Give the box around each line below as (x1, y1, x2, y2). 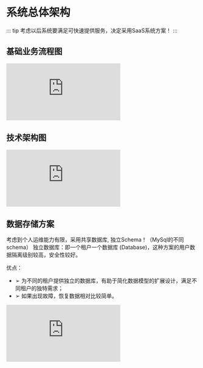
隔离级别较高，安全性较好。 (11, 251, 81, 259)
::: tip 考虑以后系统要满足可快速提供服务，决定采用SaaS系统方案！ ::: (6, 27, 178, 34)
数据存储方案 (6, 218, 55, 229)
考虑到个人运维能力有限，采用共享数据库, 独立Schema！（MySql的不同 (6, 236, 184, 243)
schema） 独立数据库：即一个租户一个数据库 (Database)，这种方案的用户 (6, 244, 190, 251)
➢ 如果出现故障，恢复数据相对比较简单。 (15, 293, 117, 300)
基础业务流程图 (6, 46, 63, 57)
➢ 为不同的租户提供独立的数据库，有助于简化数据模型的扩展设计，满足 (15, 277, 192, 285)
